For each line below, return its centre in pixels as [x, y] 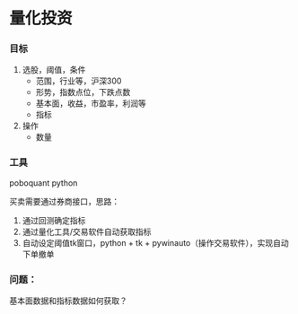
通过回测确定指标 [54, 220]
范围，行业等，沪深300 [79, 81]
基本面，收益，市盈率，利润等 [91, 103]
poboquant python [44, 183]
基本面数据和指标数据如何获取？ [68, 301]
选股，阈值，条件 [54, 70]
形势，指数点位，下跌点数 [83, 92]
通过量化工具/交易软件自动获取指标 [87, 231]
